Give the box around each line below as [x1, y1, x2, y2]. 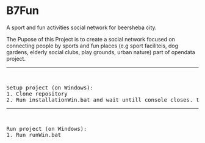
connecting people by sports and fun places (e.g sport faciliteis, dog [6, 42, 179, 49]
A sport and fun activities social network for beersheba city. [6, 24, 157, 31]
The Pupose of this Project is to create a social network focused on [6, 35, 176, 43]
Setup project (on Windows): [6, 84, 93, 91]
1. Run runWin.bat [6, 131, 62, 138]
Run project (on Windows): [6, 125, 87, 132]
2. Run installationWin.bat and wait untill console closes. [6, 96, 193, 103]
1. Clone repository [6, 90, 68, 97]
